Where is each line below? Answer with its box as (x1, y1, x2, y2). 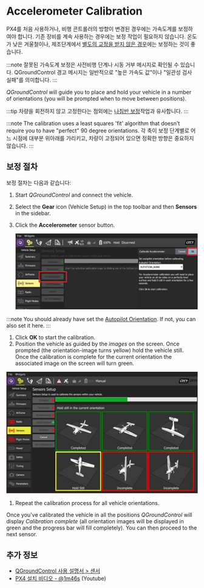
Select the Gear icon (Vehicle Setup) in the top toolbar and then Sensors (15, 203, 197, 210)
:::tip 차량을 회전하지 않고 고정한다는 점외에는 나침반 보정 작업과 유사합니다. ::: (6, 107, 189, 115)
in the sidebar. (15, 209, 51, 217)
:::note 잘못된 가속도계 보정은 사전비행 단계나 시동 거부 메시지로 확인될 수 (6, 61, 179, 68)
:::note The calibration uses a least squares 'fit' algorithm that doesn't (6, 119, 180, 127)
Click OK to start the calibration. (15, 333, 96, 341)
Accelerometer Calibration (6, 4, 143, 18)
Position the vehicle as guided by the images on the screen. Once (15, 340, 180, 347)
